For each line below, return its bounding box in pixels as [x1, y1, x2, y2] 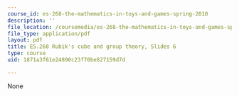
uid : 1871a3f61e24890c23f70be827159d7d [7, 56, 126, 64]
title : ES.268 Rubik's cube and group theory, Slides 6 [7, 43, 176, 50]
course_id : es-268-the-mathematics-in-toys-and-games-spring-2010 [7, 10, 208, 18]
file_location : [7, 23, 53, 30]
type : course [7, 50, 46, 57]
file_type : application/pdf [7, 30, 91, 37]
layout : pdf [7, 37, 43, 44]
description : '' [7, 17, 55, 24]
